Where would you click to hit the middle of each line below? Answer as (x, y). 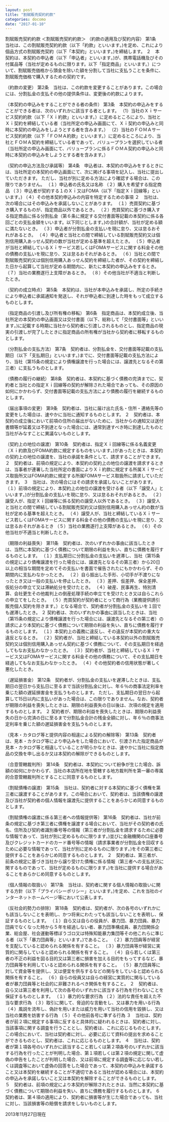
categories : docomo (26, 19)
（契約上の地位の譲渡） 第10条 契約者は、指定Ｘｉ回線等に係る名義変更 (81, 444)
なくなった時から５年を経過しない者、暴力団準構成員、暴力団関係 (87, 927)
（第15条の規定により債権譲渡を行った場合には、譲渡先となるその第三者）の (84, 619)
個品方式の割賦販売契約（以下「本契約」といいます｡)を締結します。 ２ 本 (82, 51)
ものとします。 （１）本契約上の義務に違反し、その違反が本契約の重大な (85, 631)
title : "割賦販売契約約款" (30, 15)
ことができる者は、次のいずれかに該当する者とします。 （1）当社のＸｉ (79, 111)
